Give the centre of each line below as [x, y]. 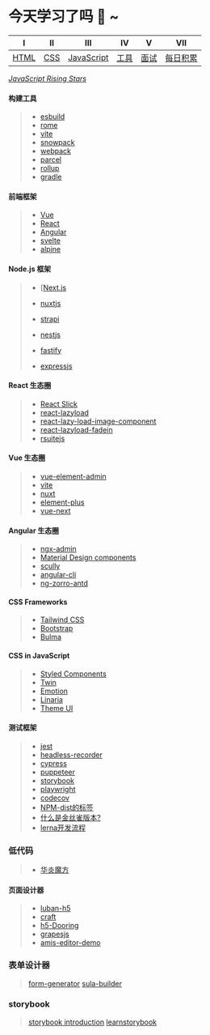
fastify [51, 350]
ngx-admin [58, 549]
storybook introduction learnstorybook [92, 1022]
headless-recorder [71, 755]
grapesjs [55, 934]
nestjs [50, 334]
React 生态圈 [30, 385]
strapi [50, 319]
